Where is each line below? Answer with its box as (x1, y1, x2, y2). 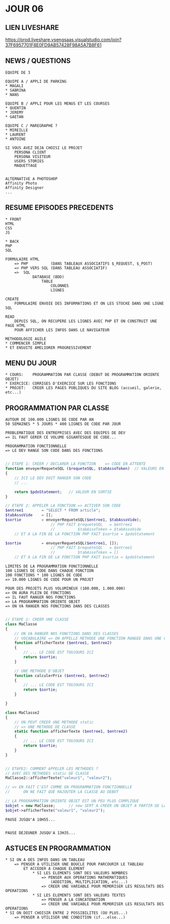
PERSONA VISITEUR (14, 154, 51, 159)
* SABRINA (5, 88, 26, 93)
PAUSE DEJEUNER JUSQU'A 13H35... (5, 830, 76, 835)
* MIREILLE (5, 128, 28, 133)
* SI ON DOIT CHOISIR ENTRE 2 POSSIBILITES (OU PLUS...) (5, 910, 128, 916)
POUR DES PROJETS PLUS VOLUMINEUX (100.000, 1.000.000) (5, 586, 125, 591)
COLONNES (50, 283, 69, 288)
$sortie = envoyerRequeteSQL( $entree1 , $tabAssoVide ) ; (5, 517, 142, 522)
